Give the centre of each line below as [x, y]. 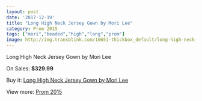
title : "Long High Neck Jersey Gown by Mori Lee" [70, 23]
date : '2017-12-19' [31, 17]
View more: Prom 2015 [34, 92]
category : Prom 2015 [32, 29]
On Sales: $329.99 [30, 69]
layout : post [23, 12]
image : [14, 40]
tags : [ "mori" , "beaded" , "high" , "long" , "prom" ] [66, 34]
